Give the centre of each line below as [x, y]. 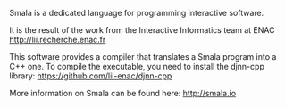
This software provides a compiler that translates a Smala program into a [143, 57]
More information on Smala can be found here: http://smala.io [123, 93]
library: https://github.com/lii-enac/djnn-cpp [91, 76]
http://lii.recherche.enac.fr [58, 40]
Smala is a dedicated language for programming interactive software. [137, 13]
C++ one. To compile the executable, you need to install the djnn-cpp [137, 66]
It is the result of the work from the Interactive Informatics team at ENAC [142, 30]
